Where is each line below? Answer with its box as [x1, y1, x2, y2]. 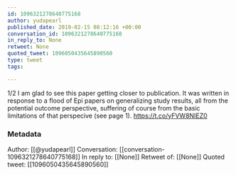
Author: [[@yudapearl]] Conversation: [7, 145, 119, 153]
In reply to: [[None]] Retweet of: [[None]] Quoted [81, 152, 225, 161]
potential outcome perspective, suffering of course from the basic [7, 103, 200, 112]
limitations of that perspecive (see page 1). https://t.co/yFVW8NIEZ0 [7, 111, 208, 120]
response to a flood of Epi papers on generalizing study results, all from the [7, 96, 229, 105]
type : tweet [7, 57, 43, 64]
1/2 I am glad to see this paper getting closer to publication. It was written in [7, 89, 230, 97]
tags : [7, 63, 23, 70]
